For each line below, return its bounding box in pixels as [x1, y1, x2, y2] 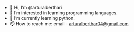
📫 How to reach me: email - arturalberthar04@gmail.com [9, 21, 129, 27]
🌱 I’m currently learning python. [9, 15, 75, 21]
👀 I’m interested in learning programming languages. [9, 10, 118, 16]
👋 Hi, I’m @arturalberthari [9, 5, 62, 10]
